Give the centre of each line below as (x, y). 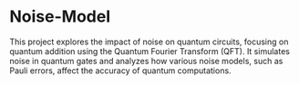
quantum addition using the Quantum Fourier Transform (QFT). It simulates (149, 51)
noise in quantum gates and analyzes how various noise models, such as (146, 61)
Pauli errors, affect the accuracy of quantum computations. (120, 71)
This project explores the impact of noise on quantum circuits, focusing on (149, 42)
